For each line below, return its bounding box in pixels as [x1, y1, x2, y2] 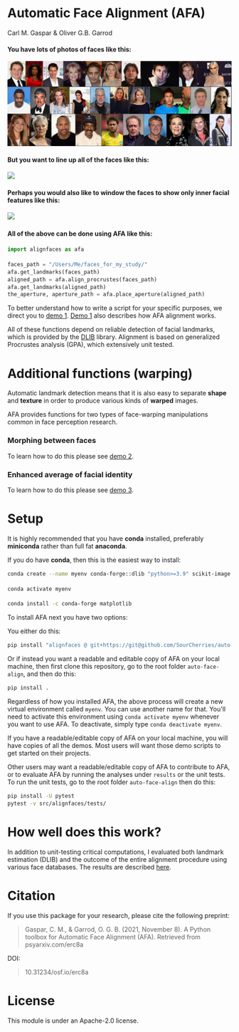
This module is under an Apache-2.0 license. [7, 1016, 139, 1025]
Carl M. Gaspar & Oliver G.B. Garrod [7, 28, 112, 37]
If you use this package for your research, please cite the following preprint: [7, 911, 230, 919]
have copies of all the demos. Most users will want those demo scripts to [7, 741, 221, 749]
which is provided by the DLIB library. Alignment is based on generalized [7, 333, 221, 341]
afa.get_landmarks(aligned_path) [7, 283, 107, 291]
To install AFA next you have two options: [7, 613, 128, 622]
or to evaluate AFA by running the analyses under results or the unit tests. [7, 770, 225, 778]
